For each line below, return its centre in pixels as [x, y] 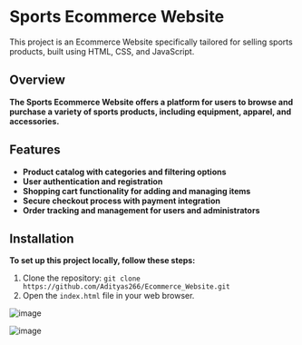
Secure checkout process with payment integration [121, 201]
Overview [38, 80]
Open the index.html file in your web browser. [108, 296]
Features [35, 150]
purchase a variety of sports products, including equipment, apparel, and [151, 112]
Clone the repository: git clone [81, 278]
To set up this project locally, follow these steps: [102, 261]
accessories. [34, 121]
